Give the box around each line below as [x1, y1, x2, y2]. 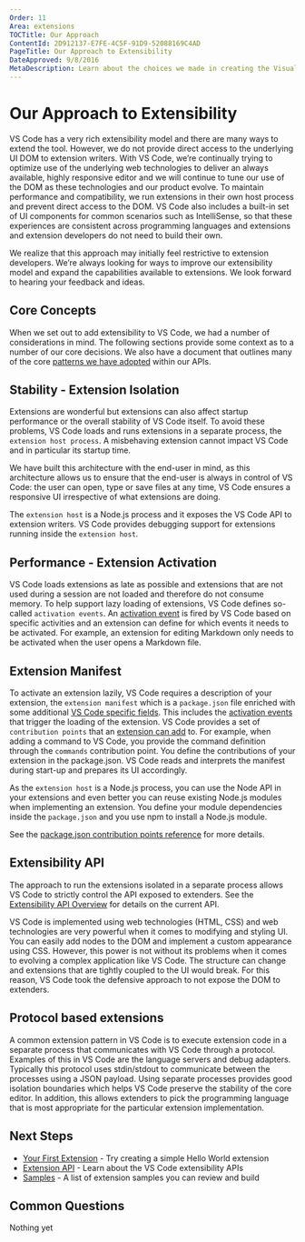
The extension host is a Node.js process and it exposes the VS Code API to [9, 509, 292, 520]
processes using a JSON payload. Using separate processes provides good [9, 1073, 293, 1084]
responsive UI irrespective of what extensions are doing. [9, 492, 221, 503]
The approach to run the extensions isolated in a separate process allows [9, 879, 284, 890]
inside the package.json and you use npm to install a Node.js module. [9, 811, 268, 823]
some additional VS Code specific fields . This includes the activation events [9, 706, 293, 718]
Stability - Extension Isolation [9, 383, 180, 398]
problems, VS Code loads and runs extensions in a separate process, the [9, 426, 282, 436]
